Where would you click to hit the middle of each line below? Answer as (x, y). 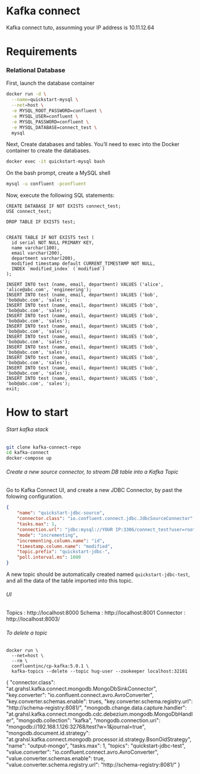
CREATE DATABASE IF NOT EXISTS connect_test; (63, 206)
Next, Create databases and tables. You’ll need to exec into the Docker (93, 144)
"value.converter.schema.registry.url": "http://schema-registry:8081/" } (93, 765)
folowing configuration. (35, 497)
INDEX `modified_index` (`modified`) (58, 269)
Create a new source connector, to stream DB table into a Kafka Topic (92, 472)
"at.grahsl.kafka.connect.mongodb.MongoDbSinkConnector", (82, 689)
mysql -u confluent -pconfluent (46, 184)
